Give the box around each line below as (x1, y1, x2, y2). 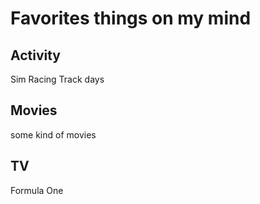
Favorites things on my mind (10, 7, 252, 30)
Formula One (10, 184, 64, 196)
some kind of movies (10, 128, 97, 141)
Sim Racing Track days (10, 73, 105, 85)
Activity (10, 47, 62, 64)
